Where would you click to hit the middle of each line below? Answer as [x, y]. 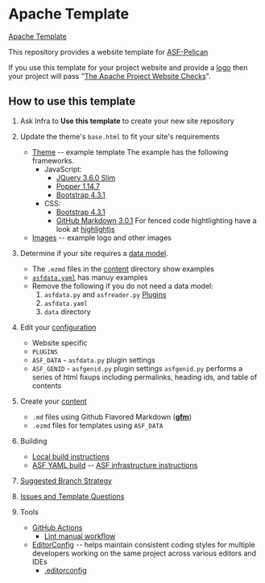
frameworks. [53, 160]
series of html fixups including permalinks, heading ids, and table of [145, 377]
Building [33, 440]
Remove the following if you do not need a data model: [122, 286]
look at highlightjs [85, 229]
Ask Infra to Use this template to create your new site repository [127, 121]
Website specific [60, 342]
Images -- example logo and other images [101, 238]
